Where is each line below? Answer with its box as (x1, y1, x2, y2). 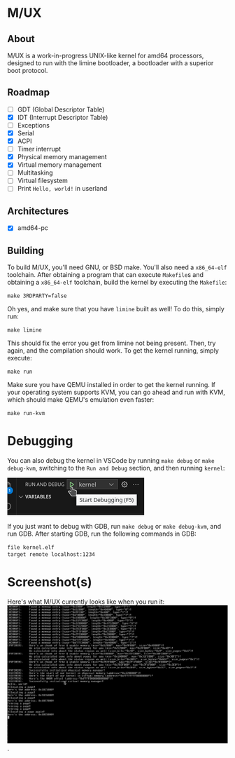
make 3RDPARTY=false (7, 292, 68, 299)
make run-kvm (7, 410, 45, 417)
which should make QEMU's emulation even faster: (7, 395, 155, 404)
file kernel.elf (7, 544, 55, 551)
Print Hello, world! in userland (17, 184, 108, 193)
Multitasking (17, 168, 54, 177)
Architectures (7, 205, 69, 217)
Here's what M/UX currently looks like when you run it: (7, 597, 165, 606)
